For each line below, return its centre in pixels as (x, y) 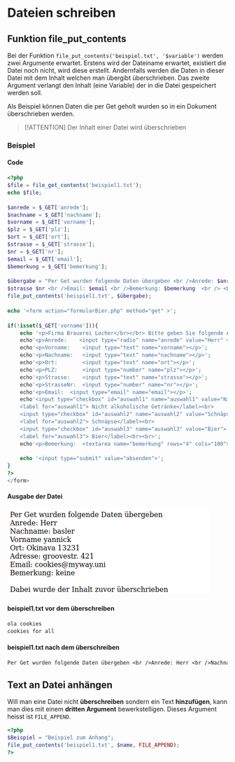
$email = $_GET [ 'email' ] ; (45, 259)
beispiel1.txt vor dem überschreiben (61, 608)
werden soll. (25, 93)
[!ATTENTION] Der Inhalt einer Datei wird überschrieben (105, 127)
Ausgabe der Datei (35, 497)
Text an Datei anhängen (60, 685)
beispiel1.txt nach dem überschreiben (64, 647)
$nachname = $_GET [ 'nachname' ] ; (54, 215)
